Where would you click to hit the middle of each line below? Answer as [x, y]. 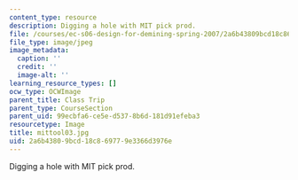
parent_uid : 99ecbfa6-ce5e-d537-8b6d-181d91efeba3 [105, 116]
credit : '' [37, 67]
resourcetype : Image [47, 125]
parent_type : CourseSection [61, 108]
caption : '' [39, 59]
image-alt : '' [43, 75]
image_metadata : [39, 51]
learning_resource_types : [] [63, 83]
